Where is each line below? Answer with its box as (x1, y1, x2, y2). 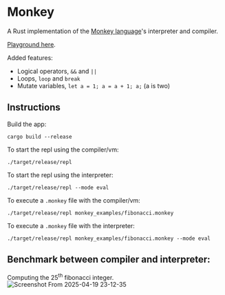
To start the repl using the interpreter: (7, 170, 114, 179)
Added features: (7, 53, 53, 62)
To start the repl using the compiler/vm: (7, 145, 119, 154)
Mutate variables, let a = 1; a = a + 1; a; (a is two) (17, 81, 171, 90)
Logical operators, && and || (17, 67, 98, 75)
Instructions (7, 101, 61, 114)
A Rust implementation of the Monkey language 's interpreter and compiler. (7, 27, 219, 35)
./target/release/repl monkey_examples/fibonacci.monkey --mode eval (7, 235, 211, 242)
